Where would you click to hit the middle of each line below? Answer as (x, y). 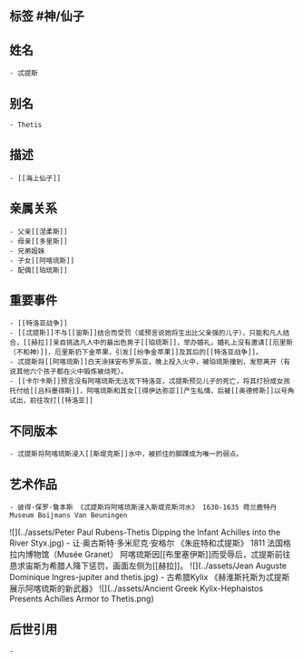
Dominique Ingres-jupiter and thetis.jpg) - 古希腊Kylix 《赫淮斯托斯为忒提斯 (150, 577)
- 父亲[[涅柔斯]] (39, 231)
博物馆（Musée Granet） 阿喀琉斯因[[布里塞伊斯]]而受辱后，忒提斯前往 (158, 555)
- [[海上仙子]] (35, 178)
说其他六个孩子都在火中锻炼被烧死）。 (69, 372)
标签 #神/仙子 (47, 16)
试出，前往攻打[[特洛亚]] (51, 401)
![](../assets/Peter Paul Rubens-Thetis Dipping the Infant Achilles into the (145, 532)
